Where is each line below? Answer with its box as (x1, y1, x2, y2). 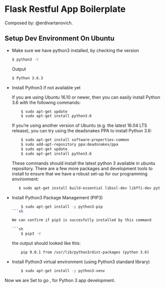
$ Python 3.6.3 (11, 75, 43, 80)
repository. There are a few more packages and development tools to (11, 165, 153, 172)
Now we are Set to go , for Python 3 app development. (4, 277, 116, 283)
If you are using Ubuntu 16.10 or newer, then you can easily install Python (11, 94, 161, 100)
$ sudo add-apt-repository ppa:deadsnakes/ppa (21, 142, 119, 147)
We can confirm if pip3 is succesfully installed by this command (11, 218, 152, 223)
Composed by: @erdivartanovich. (4, 20, 73, 26)
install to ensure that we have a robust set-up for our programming (11, 171, 148, 176)
